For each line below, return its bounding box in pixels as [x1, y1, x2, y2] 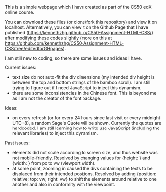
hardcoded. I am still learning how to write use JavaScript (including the [12, 125, 160, 131]
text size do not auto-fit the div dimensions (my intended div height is [12, 74, 155, 80]
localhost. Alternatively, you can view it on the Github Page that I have [5, 24, 148, 30]
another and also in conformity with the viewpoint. [12, 181, 115, 187]
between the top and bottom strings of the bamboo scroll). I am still [12, 79, 151, 85]
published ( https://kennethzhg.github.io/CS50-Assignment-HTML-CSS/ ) [5, 30, 153, 35]
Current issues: [5, 64, 37, 70]
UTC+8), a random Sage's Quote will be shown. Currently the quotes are [12, 120, 162, 126]
